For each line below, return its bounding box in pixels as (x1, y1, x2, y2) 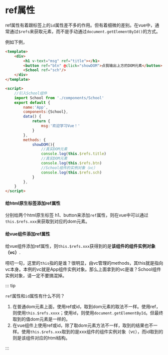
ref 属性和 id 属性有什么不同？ (5, 293, 65, 299)
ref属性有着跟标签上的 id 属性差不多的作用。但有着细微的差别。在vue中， (5, 22, 155, 28)
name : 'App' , (23, 105, 49, 110)
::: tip (5, 282, 16, 288)
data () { (23, 114, 42, 119)
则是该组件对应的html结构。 (12, 334, 70, 341)
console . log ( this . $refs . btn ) (41, 161, 102, 166)
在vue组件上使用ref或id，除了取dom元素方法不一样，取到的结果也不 (12, 322, 153, 328)
